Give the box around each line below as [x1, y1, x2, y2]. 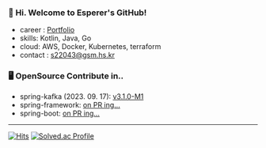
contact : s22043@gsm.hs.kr [19, 51, 115, 60]
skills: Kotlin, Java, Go [19, 33, 92, 43]
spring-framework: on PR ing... [19, 100, 120, 109]
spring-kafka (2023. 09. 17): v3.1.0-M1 [19, 91, 144, 101]
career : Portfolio [19, 25, 75, 35]
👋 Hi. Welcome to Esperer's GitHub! [8, 7, 147, 18]
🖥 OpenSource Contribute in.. [8, 70, 124, 82]
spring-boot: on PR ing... [19, 108, 101, 118]
